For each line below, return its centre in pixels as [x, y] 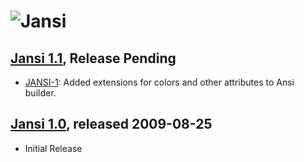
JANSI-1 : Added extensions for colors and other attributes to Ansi [159, 82]
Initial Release [53, 148]
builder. [40, 93]
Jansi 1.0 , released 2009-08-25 [111, 124]
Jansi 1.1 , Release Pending [93, 58]
